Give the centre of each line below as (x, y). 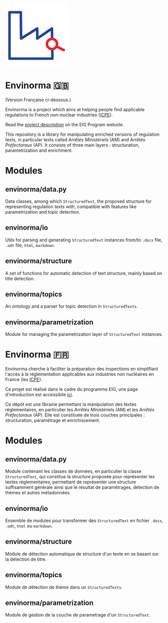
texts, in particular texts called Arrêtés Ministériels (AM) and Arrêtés (75, 139)
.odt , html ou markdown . (29, 526)
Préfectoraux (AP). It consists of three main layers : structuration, (72, 145)
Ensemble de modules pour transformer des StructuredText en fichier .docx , (84, 520)
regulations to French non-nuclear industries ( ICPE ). (59, 115)
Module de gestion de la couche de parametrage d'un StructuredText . (78, 615)
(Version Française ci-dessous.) (38, 100)
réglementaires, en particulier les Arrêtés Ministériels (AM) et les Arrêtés (80, 410)
